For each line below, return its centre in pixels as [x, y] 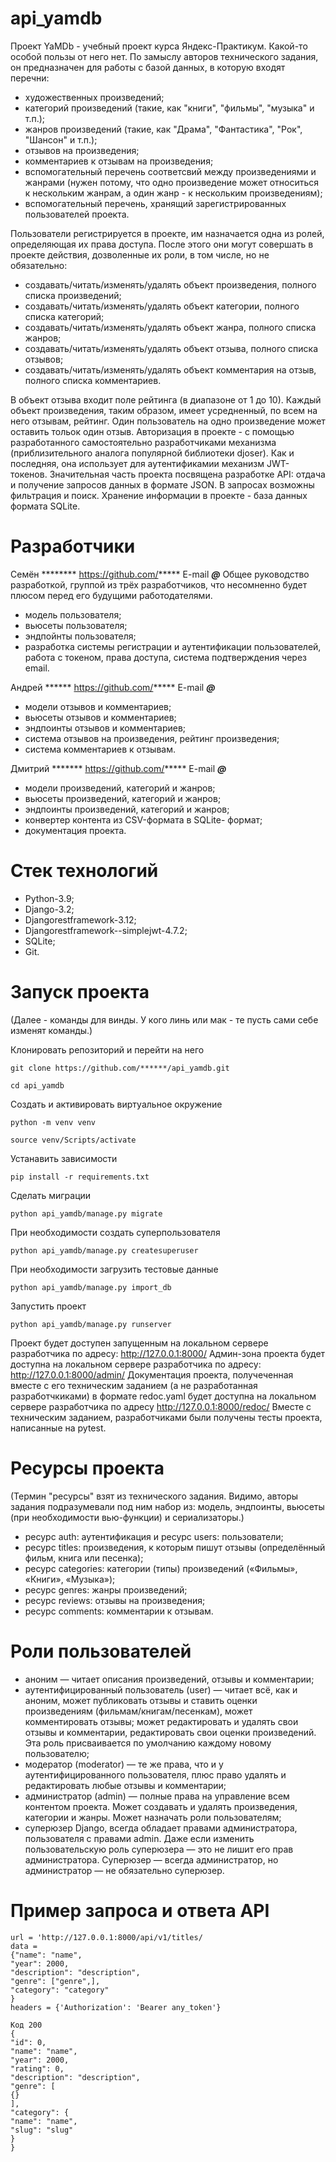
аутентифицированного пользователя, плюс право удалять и [155, 1774]
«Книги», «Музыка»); [70, 1579]
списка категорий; [64, 316]
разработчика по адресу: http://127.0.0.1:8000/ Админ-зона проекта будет [168, 1353]
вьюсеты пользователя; [76, 625]
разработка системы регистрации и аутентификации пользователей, [173, 646]
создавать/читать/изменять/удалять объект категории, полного [162, 306]
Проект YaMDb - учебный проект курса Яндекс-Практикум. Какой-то [159, 46]
